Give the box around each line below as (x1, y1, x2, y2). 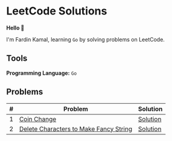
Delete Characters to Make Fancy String (19, 125, 133, 133)
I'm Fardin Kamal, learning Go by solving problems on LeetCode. (6, 36, 165, 43)
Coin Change (19, 114, 57, 123)
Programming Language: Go (6, 69, 77, 77)
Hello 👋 (6, 24, 25, 31)
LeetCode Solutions (6, 4, 107, 18)
